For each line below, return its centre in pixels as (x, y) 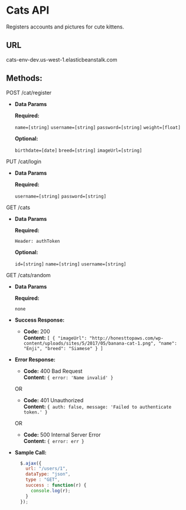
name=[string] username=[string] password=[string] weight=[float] (98, 127)
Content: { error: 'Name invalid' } (68, 377)
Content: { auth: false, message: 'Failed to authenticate (97, 406)
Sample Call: (30, 452)
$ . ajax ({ (31, 463)
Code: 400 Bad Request (53, 371)
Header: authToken (37, 241)
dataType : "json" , (48, 474)
